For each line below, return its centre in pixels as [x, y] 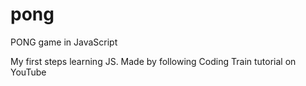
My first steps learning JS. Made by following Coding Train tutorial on [153, 61]
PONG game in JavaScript [64, 42]
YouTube [28, 72]
